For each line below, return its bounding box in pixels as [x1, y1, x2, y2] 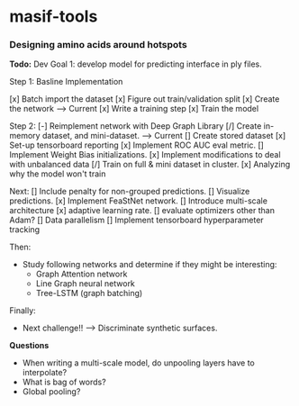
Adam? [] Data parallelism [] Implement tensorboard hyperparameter [9, 214, 264, 226]
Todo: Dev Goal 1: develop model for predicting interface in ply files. [9, 59, 263, 69]
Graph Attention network [35, 268, 128, 280]
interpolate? [22, 367, 68, 378]
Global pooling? [22, 386, 81, 397]
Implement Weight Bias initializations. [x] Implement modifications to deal [9, 149, 281, 160]
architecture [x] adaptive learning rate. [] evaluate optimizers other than [9, 205, 275, 216]
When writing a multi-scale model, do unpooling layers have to [22, 357, 255, 368]
